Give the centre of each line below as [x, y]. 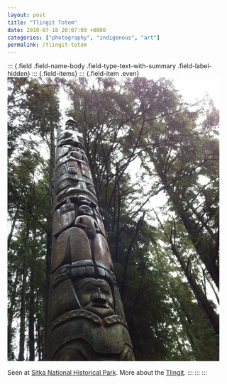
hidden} [19, 74]
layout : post [27, 15]
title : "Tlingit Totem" [43, 22]
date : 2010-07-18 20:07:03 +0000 [57, 30]
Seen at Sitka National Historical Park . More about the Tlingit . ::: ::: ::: [107, 373]
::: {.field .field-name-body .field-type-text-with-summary [92, 66]
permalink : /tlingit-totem [47, 45]
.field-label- [194, 66]
